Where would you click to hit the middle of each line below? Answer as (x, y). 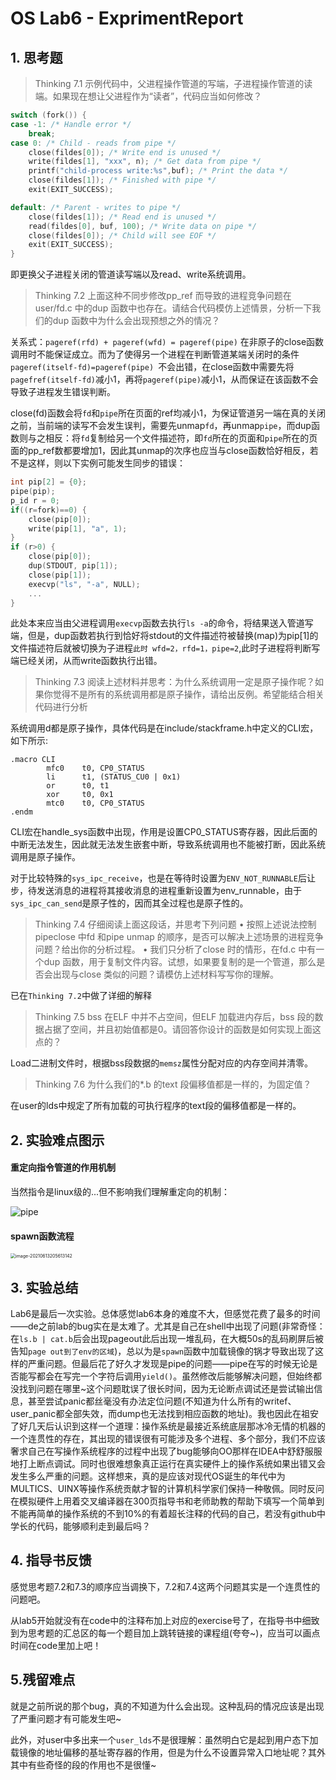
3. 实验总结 (44, 1287)
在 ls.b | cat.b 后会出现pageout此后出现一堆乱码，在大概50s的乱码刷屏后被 (167, 1338)
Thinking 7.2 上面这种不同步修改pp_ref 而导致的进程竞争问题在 (163, 296)
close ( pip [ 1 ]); (60, 575)
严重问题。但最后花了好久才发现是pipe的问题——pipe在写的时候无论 (168, 1363)
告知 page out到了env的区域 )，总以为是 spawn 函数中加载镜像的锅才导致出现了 (163, 1351)
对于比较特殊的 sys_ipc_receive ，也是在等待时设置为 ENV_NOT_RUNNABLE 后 (158, 878)
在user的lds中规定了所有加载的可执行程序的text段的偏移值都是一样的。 (156, 1106)
